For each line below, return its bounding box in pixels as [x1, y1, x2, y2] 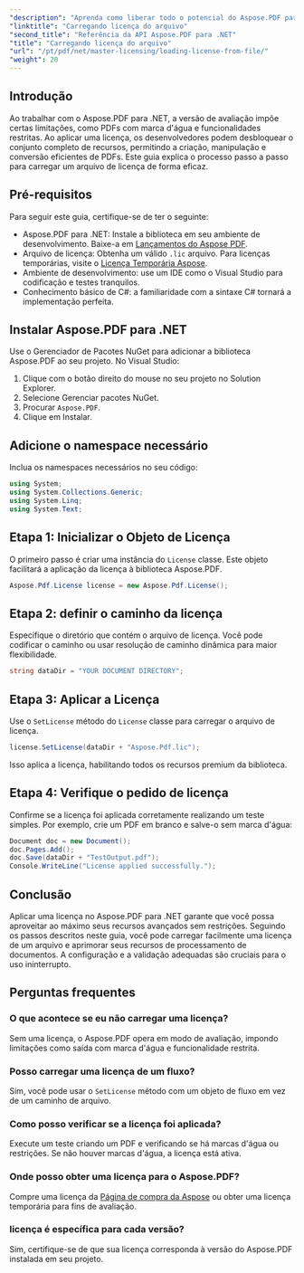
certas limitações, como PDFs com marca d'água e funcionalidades [9, 122, 261, 133]
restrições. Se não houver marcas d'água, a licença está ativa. [9, 1148, 242, 1159]
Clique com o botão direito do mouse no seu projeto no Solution [22, 373, 261, 385]
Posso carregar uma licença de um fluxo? [9, 1065, 195, 1078]
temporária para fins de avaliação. [9, 1201, 138, 1211]
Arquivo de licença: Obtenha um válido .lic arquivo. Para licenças [22, 248, 271, 259]
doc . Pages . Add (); [9, 845, 75, 854]
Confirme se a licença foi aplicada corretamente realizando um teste [9, 809, 265, 820]
